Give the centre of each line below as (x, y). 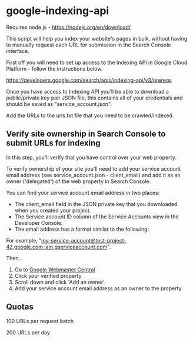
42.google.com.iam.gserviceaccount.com (57, 247)
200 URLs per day (28, 332)
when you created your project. (53, 210)
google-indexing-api (58, 11)
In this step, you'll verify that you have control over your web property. (91, 157)
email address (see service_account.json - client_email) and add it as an (93, 175)
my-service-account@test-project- (84, 240)
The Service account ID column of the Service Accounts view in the (96, 217)
